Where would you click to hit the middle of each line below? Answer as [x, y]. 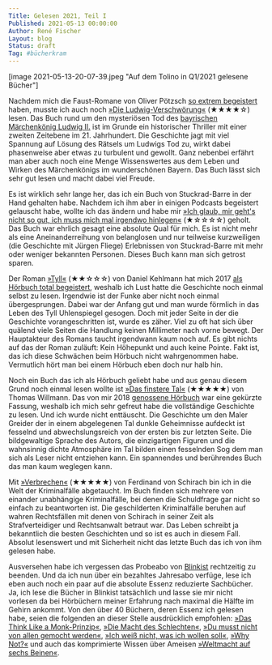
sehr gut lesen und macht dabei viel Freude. [82, 178]
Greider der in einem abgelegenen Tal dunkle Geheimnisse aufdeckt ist [127, 423]
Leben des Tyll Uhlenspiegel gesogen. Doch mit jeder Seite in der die [123, 313]
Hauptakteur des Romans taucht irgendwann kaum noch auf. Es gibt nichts [133, 339]
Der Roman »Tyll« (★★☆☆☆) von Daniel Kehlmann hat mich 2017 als [125, 279]
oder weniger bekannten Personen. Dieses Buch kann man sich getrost [127, 254]
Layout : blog [30, 38]
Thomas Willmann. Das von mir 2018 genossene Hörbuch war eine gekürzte [135, 397]
